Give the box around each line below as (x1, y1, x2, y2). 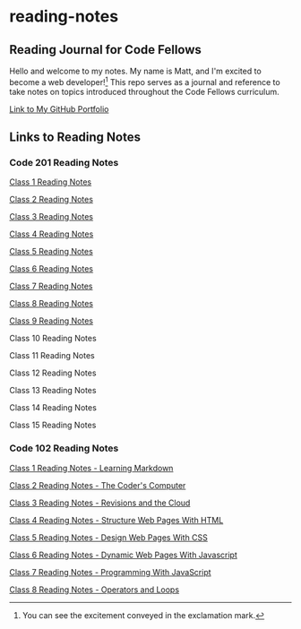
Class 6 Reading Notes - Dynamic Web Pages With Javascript (9, 549, 237, 560)
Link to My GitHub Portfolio (9, 103, 109, 114)
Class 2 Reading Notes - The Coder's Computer (9, 479, 186, 490)
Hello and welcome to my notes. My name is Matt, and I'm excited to (9, 65, 262, 76)
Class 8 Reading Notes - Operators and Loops (9, 584, 180, 595)
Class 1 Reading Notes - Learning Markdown (9, 462, 174, 473)
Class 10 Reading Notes (9, 333, 97, 344)
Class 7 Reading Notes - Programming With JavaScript (9, 566, 212, 577)
